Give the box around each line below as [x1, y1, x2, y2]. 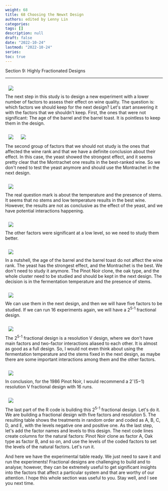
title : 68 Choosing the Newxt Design [5, 12, 84, 17]
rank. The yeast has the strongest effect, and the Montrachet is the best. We [5, 262, 162, 269]
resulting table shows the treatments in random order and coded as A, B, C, [5, 417, 161, 423]
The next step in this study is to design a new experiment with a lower [5, 93, 149, 100]
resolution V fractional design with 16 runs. [5, 383, 93, 389]
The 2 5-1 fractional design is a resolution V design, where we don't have [5, 334, 153, 341]
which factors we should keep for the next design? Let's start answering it [5, 104, 158, 111]
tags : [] [5, 26, 23, 31]
